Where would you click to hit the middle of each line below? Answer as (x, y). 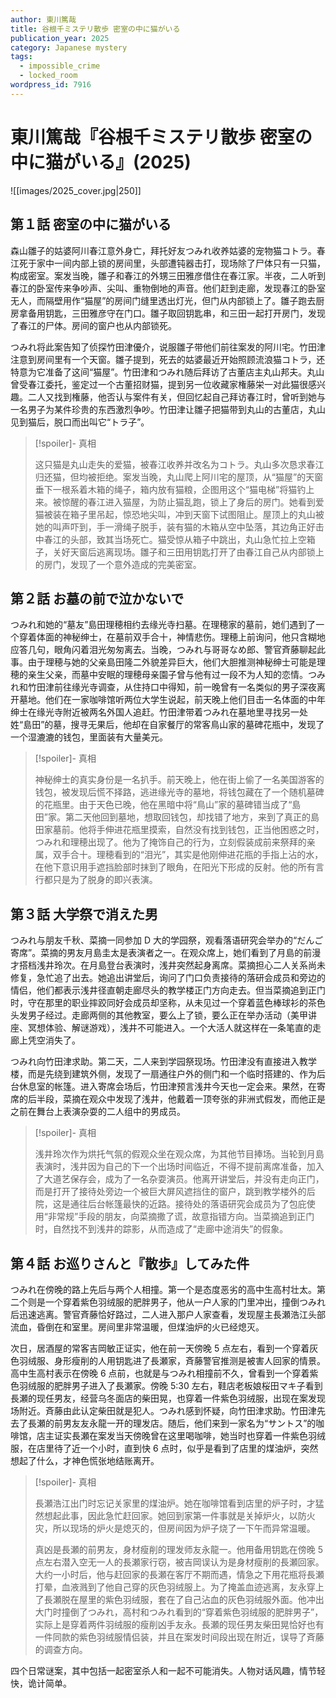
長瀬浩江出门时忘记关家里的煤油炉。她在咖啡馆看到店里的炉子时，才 (175, 1503)
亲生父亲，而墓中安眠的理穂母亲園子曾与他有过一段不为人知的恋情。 (167, 675)
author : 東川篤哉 (43, 19)
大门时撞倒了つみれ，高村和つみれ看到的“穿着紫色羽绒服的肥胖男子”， (179, 1612)
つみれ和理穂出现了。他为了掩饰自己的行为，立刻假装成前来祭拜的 (170, 842)
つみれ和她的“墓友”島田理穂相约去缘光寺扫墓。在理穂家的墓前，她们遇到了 (163, 625)
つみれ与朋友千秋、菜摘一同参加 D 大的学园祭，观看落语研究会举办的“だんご (167, 940)
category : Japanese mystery (69, 47)
